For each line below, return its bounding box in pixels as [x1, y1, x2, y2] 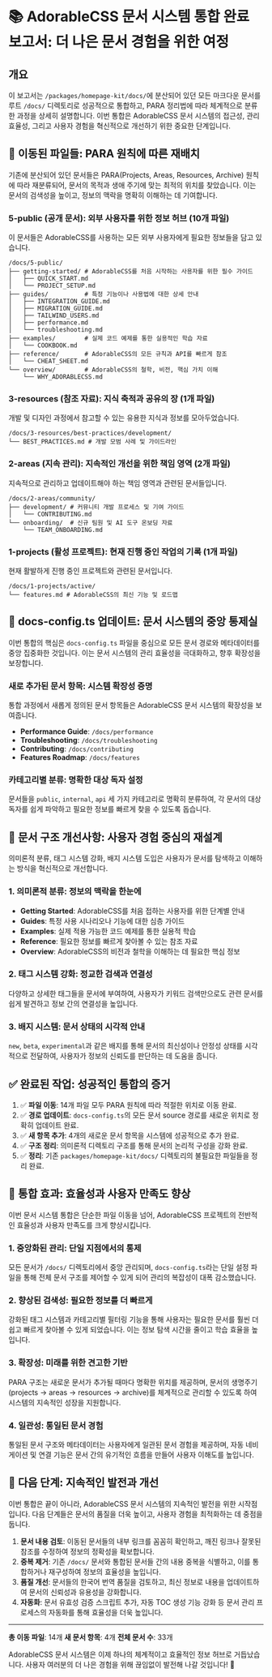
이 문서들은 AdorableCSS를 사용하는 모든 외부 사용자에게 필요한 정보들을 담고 [8, 233, 254, 242]
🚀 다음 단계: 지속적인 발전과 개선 [8, 1476, 159, 1490]
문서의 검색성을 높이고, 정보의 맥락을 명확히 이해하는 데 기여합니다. [8, 190, 219, 199]
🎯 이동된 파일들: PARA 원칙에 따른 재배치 [8, 147, 201, 161]
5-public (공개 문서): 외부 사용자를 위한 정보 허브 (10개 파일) [8, 212, 230, 224]
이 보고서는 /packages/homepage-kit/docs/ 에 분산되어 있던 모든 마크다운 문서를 [8, 91, 261, 100]
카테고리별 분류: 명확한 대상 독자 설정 [8, 774, 143, 786]
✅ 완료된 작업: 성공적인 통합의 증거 [8, 1077, 172, 1091]
